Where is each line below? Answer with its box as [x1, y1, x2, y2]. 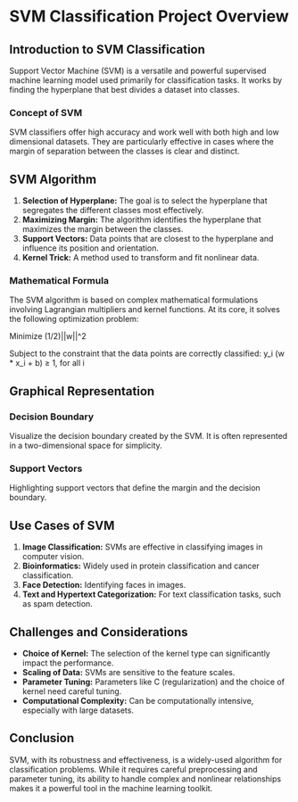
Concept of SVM [9, 106, 83, 119]
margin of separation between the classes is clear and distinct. [9, 145, 240, 157]
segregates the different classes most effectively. [21, 205, 204, 216]
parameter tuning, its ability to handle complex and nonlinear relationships [9, 773, 282, 784]
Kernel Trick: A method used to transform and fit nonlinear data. [21, 252, 260, 263]
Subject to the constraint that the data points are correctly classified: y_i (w [9, 348, 286, 359]
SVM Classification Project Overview [9, 6, 290, 27]
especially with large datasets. [21, 705, 134, 715]
